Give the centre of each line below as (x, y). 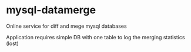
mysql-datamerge (51, 10)
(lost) (12, 43)
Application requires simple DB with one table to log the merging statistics (95, 37)
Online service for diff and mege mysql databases (67, 26)
